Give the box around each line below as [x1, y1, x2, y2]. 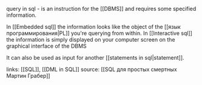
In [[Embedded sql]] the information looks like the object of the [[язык [6, 24, 181, 30]
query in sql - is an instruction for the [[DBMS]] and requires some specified [6, 5, 197, 12]
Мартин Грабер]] [6, 72, 50, 79]
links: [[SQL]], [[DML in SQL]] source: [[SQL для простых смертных [6, 66, 177, 73]
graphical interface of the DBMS [6, 42, 87, 49]
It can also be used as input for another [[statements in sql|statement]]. [6, 54, 184, 61]
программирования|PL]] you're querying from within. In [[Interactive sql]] [6, 30, 193, 37]
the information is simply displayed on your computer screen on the [6, 36, 175, 43]
